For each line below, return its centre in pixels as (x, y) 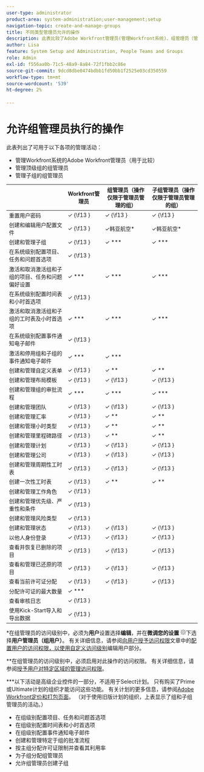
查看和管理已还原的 (33, 564)
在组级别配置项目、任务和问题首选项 (60, 717)
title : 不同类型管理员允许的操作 (43, 32)
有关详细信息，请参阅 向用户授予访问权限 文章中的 (130, 640)
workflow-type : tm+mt (34, 77)
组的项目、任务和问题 (36, 277)
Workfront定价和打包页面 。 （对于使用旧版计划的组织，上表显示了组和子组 (100, 696)
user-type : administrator (39, 13)
